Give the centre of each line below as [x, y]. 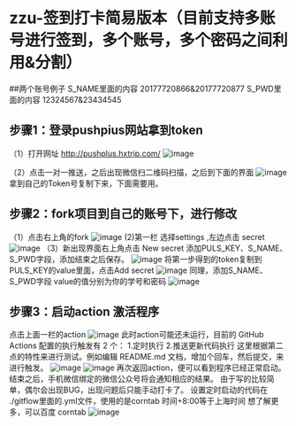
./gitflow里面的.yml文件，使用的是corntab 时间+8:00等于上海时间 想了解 [140, 401]
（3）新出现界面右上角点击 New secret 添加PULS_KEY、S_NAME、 [165, 248]
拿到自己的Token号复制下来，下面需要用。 [86, 183]
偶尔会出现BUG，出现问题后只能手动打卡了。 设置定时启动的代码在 [146, 390]
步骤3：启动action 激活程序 [84, 311]
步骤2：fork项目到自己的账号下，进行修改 [123, 214]
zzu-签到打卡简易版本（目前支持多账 [142, 18]
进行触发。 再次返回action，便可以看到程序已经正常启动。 [148, 368]
